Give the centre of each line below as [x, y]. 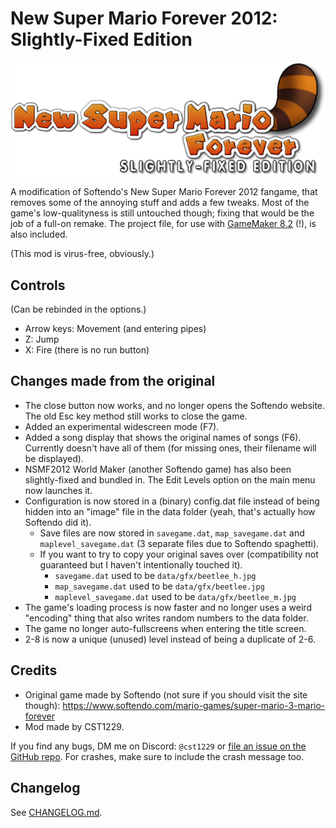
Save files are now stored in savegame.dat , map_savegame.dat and [172, 533]
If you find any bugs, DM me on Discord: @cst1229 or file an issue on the [158, 746]
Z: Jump [42, 339]
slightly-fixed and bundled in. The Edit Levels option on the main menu [170, 479]
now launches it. [58, 490]
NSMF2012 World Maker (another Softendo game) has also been [158, 469]
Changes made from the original [113, 381]
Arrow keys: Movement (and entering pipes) [115, 329]
